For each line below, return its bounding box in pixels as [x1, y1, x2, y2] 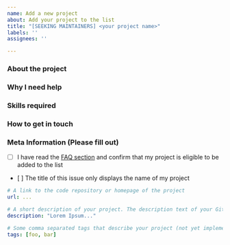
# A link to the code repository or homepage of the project [7, 188, 186, 194]
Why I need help [7, 82, 62, 92]
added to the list [16, 161, 63, 169]
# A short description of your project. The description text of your [7, 206, 213, 213]
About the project [7, 64, 67, 74]
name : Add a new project [7, 10, 78, 17]
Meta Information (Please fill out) [7, 138, 119, 147]
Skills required [7, 101, 56, 110]
